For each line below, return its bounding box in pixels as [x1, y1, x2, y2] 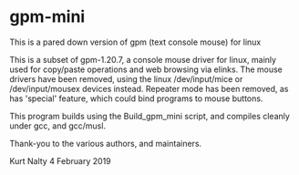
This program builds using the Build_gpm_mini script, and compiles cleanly [9, 110, 290, 121]
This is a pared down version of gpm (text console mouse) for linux [9, 36, 262, 47]
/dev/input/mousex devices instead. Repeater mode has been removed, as [9, 83, 289, 94]
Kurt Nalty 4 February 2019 [9, 155, 111, 166]
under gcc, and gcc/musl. [9, 120, 107, 131]
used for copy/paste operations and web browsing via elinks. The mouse [9, 64, 283, 75]
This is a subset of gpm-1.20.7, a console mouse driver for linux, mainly [9, 54, 276, 65]
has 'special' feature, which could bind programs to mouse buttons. [9, 93, 263, 104]
